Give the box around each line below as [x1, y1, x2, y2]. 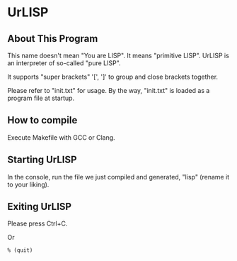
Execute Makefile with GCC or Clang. [7, 133, 115, 142]
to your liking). [7, 180, 50, 189]
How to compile [7, 114, 78, 126]
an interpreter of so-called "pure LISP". [7, 59, 122, 67]
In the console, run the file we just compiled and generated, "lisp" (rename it [7, 172, 230, 181]
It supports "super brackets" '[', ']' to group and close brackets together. [7, 72, 218, 81]
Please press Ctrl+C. [7, 219, 68, 228]
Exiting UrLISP [7, 201, 72, 213]
